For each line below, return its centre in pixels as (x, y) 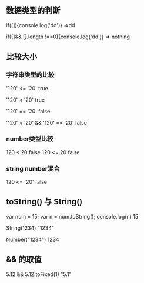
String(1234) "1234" (30, 228)
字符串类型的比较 (30, 75)
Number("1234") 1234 (33, 239)
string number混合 (33, 168)
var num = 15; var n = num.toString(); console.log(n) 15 (72, 216)
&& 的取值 (24, 260)
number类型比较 (30, 139)
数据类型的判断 (33, 11)
